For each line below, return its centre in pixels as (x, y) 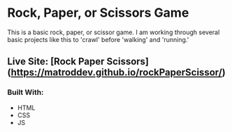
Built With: (26, 92)
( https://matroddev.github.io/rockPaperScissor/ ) (116, 72)
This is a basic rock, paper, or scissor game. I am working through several (114, 32)
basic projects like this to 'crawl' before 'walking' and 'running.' (98, 39)
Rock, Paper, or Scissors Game (98, 13)
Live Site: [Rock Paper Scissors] (78, 62)
